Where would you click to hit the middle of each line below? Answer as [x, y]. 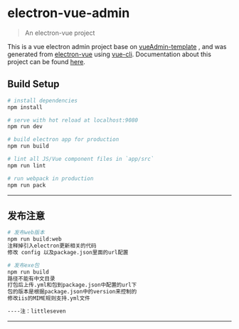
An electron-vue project [60, 33]
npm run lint [27, 165]
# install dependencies [43, 100]
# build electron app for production [63, 140]
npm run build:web [34, 239]
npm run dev [25, 127]
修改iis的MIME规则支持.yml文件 [49, 298]
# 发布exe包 [23, 265]
